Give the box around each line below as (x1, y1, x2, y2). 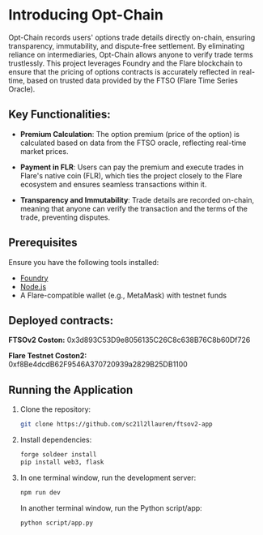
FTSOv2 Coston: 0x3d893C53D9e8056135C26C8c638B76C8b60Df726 (8, 335, 251, 345)
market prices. (19, 146, 69, 156)
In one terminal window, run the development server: (19, 473, 197, 482)
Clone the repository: (19, 404, 91, 414)
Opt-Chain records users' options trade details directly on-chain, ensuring (8, 32, 256, 42)
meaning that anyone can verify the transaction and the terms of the (19, 203, 248, 213)
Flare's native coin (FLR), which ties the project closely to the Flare (19, 170, 243, 180)
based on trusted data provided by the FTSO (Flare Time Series (27, 75, 239, 85)
